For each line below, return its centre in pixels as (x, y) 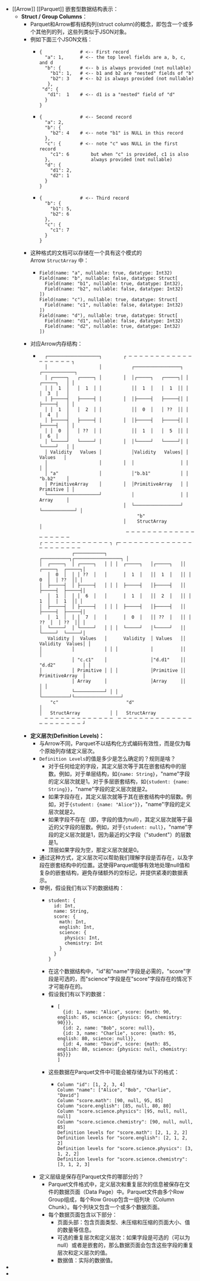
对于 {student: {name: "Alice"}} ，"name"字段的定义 (125, 804)
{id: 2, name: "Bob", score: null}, (109, 1028)
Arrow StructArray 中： (59, 260)
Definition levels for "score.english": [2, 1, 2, (122, 1138)
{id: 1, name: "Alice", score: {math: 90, (117, 1012)
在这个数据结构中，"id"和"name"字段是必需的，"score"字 (120, 971)
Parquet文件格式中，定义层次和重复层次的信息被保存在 (116, 1184)
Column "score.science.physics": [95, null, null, (122, 1111)
